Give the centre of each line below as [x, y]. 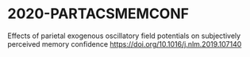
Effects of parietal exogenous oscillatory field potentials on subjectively [124, 36]
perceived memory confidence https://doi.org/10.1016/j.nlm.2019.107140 [125, 44]
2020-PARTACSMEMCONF [98, 14]
